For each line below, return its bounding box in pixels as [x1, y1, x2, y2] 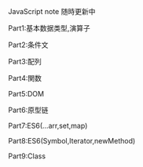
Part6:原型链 [8, 105, 49, 114]
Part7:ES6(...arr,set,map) [8, 121, 88, 130]
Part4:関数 [8, 74, 42, 82]
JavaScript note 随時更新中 [8, 7, 96, 16]
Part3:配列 [8, 57, 42, 66]
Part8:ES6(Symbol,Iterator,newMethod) [8, 136, 136, 145]
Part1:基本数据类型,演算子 [8, 24, 90, 33]
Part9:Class [8, 151, 46, 161]
